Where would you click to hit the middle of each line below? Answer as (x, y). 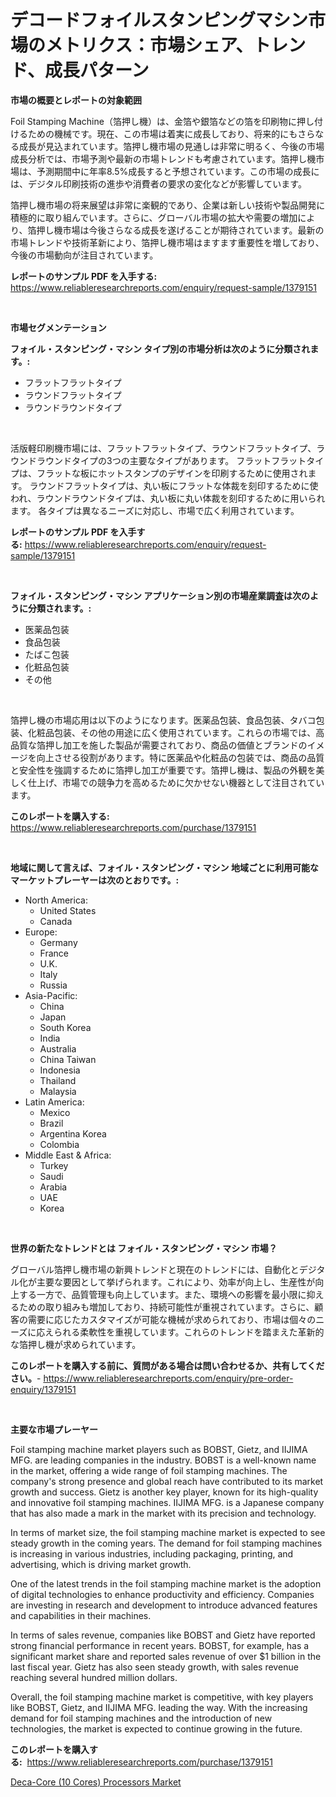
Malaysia (58, 1091)
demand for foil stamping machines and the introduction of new (141, 1718)
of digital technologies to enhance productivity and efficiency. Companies (162, 1594)
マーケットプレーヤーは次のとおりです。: (95, 880)
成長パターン (97, 70)
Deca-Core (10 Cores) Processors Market (96, 1782)
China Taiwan (68, 1059)
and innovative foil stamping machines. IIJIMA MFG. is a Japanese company (167, 1502)
